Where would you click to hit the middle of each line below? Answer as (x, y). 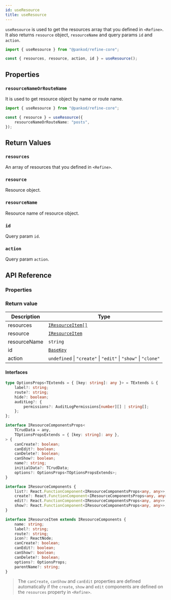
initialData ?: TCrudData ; (42, 468)
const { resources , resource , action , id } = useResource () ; (72, 59)
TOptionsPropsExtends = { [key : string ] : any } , (67, 435)
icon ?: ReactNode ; (34, 538)
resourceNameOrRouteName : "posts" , (52, 122)
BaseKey (58, 350)
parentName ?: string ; (37, 567)
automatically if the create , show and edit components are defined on (90, 587)
